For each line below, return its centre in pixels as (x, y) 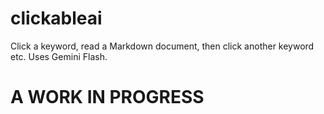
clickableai (56, 18)
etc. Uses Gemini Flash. (59, 56)
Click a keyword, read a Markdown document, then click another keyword (162, 46)
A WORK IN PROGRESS (107, 97)
